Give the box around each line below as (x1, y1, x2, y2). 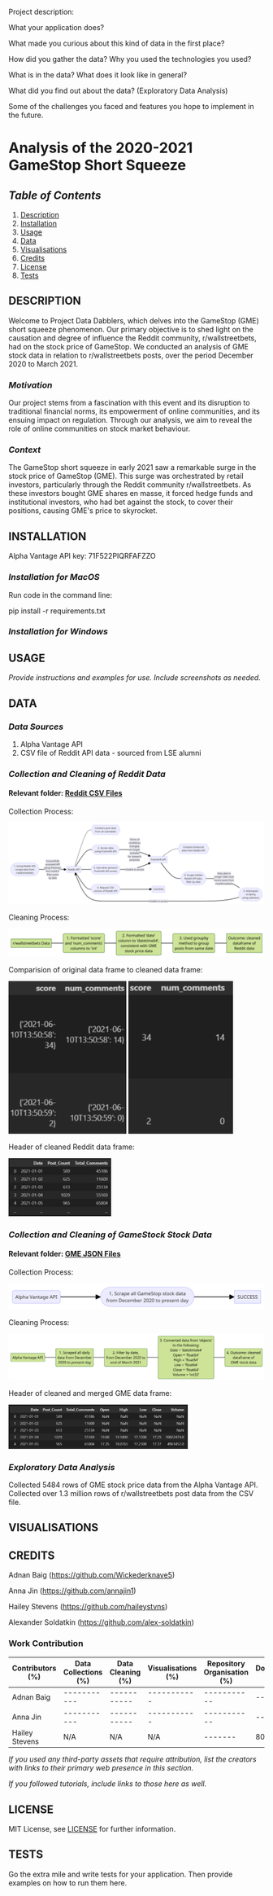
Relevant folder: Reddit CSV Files (8, 788, 123, 798)
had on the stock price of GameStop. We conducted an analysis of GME (8, 341, 249, 351)
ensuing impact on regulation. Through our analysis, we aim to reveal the (8, 415, 253, 425)
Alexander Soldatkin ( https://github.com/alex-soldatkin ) (8, 1617, 195, 1627)
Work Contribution (8, 1638, 84, 1649)
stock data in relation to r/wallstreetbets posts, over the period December (8, 350, 253, 360)
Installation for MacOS (8, 572, 100, 583)
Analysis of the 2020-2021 (8, 138, 193, 157)
